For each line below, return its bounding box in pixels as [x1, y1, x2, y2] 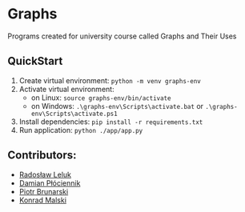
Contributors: [7, 149, 77, 162]
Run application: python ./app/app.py [18, 125, 143, 134]
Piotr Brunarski [18, 186, 69, 196]
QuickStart [7, 54, 63, 68]
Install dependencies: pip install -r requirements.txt [18, 117, 203, 126]
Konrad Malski [18, 195, 67, 205]
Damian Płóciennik [18, 178, 81, 188]
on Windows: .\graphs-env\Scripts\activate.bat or [30, 101, 204, 110]
